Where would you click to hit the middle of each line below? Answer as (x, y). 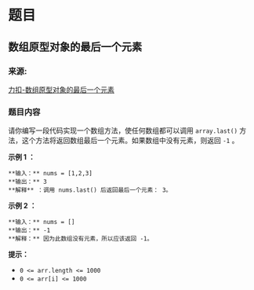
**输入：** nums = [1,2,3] (50, 174)
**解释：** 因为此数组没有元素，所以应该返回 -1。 (81, 239)
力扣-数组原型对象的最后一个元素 (62, 90)
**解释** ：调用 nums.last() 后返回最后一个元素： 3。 (90, 190)
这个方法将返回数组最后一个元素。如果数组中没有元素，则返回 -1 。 (130, 141)
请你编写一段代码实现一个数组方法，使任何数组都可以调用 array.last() (123, 130)
